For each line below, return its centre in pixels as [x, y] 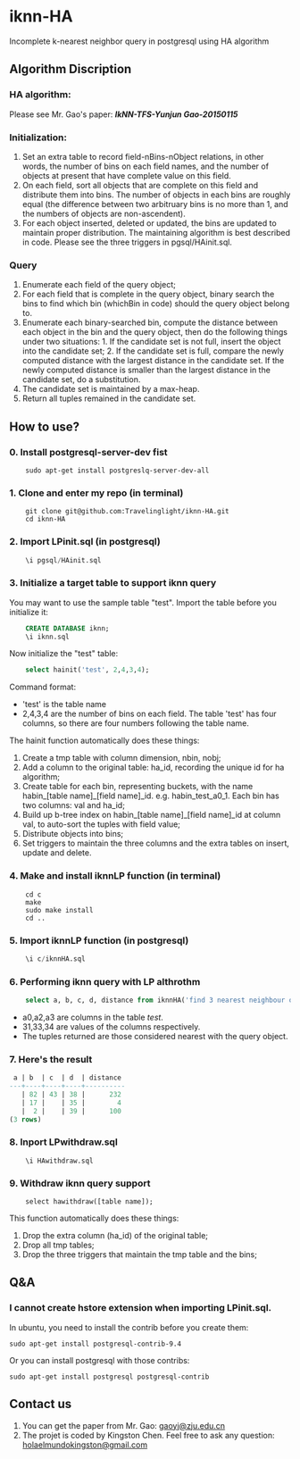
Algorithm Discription [71, 69]
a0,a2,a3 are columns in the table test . [92, 1017]
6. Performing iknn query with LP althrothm [105, 981]
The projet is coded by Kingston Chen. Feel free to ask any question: [148, 1435]
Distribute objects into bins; [73, 834]
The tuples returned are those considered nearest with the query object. [155, 1036]
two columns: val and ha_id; [73, 805]
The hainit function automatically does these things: [104, 741]
